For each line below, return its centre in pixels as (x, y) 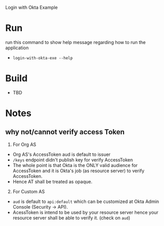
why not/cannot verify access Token (65, 132)
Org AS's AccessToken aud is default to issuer (61, 154)
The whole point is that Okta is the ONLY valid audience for (75, 165)
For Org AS (25, 144)
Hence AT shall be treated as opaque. (53, 181)
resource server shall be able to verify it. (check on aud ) (71, 218)
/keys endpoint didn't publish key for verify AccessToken (73, 160)
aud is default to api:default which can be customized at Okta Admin (86, 201)
